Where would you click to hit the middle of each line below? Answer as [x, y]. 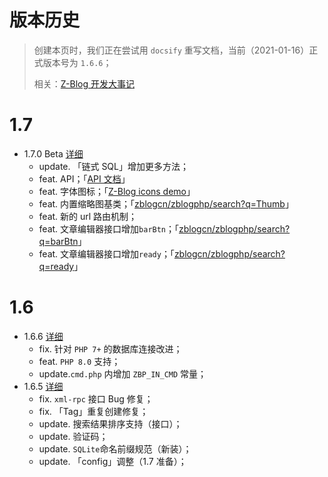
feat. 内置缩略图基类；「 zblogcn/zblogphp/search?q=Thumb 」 [166, 203]
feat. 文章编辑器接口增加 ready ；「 [106, 253]
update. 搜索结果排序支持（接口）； [110, 423]
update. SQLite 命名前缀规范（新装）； [115, 448]
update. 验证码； [73, 436]
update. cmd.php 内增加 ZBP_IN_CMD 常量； [122, 373]
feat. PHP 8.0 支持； [79, 361]
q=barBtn [58, 241]
